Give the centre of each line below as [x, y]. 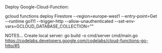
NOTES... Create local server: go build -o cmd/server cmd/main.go [71, 36]
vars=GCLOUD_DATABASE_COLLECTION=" [48, 26]
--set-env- [125, 21]
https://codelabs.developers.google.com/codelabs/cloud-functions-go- [77, 41]
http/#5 [13, 46]
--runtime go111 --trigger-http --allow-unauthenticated [59, 21]
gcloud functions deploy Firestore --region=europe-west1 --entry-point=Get [81, 16]
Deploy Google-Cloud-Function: [37, 7]
